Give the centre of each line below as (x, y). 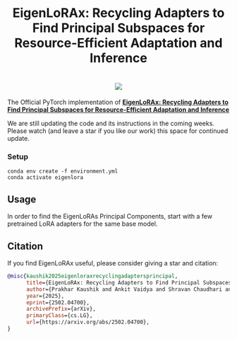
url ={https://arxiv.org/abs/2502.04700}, (88, 322)
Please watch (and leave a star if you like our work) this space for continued (118, 131)
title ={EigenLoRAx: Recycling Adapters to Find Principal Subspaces (129, 282)
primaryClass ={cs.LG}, (59, 316)
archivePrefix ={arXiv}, (61, 309)
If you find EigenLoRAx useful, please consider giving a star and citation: (113, 263)
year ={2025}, (45, 296)
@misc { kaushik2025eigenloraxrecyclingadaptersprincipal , (93, 276)
